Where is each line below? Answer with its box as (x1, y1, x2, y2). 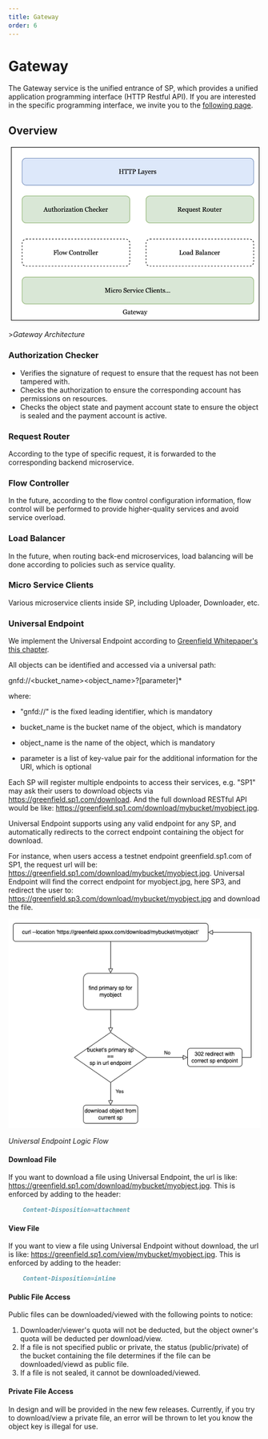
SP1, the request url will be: (8, 860, 98, 870)
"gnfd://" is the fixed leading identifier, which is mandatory (19, 707, 214, 717)
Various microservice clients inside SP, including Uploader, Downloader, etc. (8, 598, 260, 608)
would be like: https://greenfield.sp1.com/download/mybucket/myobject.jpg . (8, 803, 260, 813)
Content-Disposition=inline (22, 1274, 116, 1283)
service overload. (8, 513, 66, 522)
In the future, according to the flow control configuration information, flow (8, 496, 252, 506)
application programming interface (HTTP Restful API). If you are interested (8, 92, 256, 102)
